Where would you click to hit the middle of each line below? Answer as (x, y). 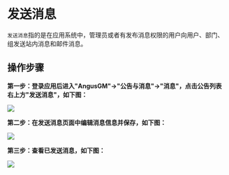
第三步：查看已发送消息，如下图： (56, 150)
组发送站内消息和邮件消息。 (47, 43)
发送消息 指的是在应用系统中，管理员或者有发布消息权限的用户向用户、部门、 (116, 35)
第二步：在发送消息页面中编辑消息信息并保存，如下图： (87, 122)
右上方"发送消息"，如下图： (47, 94)
